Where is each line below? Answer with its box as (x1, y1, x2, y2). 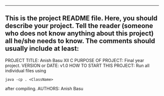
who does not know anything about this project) (5, 30, 154, 38)
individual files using (5, 67, 46, 73)
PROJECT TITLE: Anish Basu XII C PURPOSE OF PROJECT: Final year (5, 57, 144, 63)
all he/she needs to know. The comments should (5, 37, 155, 45)
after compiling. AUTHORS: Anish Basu (5, 85, 84, 91)
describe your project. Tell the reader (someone (5, 22, 153, 30)
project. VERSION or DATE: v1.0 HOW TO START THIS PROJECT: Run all (5, 63, 150, 68)
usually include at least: (5, 45, 79, 53)
